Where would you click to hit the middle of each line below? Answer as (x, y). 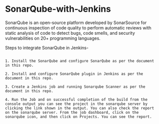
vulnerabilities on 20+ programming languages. (53, 38)
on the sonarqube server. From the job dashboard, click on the (72, 112)
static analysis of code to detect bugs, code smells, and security (70, 33)
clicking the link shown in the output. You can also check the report (79, 108)
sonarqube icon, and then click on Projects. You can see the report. (79, 117)
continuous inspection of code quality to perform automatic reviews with (78, 27)
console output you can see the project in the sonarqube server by (76, 104)
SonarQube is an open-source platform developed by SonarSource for (76, 23)
